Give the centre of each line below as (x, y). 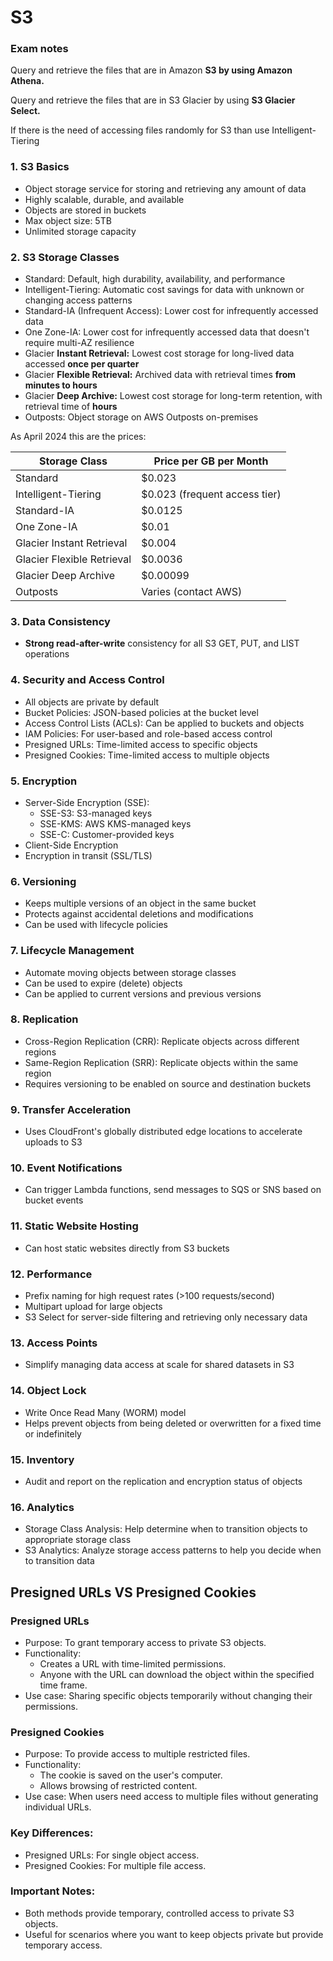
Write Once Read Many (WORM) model (105, 1412)
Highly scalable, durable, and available (104, 199)
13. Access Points (54, 1343)
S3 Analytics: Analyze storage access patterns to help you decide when (173, 1550)
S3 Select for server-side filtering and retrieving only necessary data (166, 1317)
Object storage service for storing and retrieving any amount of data (165, 188)
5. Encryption (44, 781)
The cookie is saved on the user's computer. (131, 1775)
